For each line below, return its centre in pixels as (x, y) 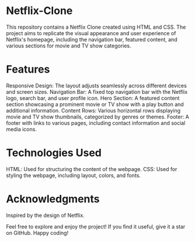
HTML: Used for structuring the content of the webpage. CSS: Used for (92, 169)
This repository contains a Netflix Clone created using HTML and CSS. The (96, 27)
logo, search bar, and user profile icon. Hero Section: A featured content (93, 98)
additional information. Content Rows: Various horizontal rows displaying (93, 110)
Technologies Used (54, 153)
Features (28, 69)
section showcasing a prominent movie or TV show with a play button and (95, 104)
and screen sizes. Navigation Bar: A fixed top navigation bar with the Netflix (97, 91)
